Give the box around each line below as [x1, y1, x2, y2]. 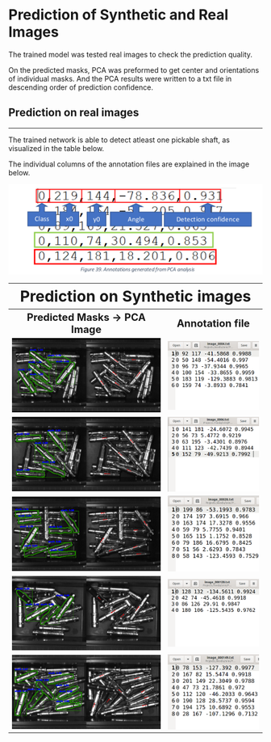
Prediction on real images [8, 106, 140, 120]
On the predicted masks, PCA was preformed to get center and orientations [8, 65, 260, 74]
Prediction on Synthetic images [19, 287, 252, 306]
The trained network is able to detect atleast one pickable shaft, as [8, 135, 230, 145]
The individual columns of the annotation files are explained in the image [8, 159, 250, 169]
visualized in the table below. [8, 143, 105, 153]
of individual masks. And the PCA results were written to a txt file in [8, 74, 232, 83]
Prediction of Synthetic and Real [8, 6, 229, 24]
